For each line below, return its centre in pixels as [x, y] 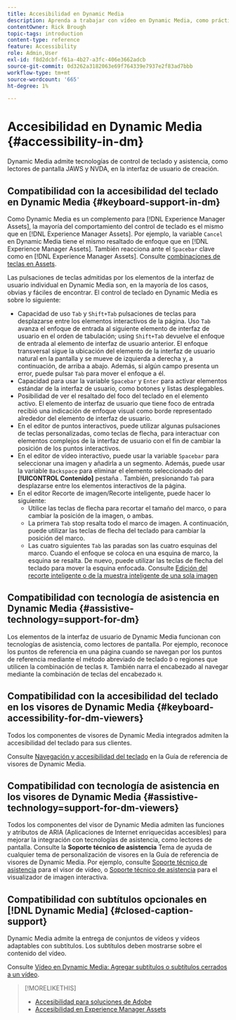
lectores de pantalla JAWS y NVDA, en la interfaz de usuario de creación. [113, 169]
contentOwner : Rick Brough [47, 27]
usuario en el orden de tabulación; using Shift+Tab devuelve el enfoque [121, 336]
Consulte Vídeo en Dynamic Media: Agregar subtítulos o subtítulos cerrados [117, 967]
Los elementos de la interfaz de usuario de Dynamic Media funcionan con [114, 636]
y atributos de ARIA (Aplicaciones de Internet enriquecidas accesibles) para [117, 833]
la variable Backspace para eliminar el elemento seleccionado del [110, 471]
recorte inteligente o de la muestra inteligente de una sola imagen [123, 576]
